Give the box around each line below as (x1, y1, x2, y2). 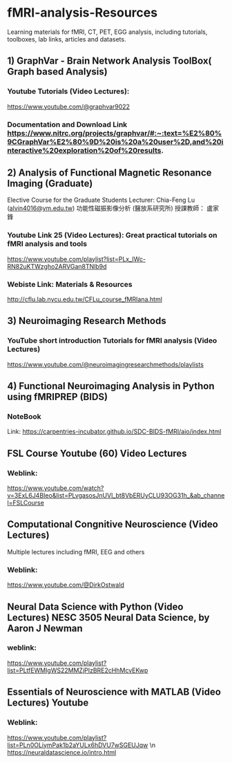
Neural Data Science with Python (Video (7, 601, 184, 612)
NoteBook (7, 411, 41, 421)
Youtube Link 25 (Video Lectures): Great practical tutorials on (7, 230, 217, 240)
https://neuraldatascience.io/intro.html (7, 748, 117, 756)
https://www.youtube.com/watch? (7, 484, 104, 492)
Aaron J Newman (7, 622, 83, 634)
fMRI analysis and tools (7, 239, 88, 249)
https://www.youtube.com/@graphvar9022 (7, 102, 130, 111)
